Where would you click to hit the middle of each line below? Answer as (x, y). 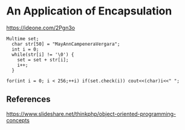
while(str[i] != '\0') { (43, 54)
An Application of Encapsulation (89, 11)
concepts (18, 120)
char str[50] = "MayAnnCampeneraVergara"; (66, 44)
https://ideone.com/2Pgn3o (41, 28)
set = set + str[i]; (43, 60)
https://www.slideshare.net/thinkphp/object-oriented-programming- (91, 114)
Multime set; (23, 39)
